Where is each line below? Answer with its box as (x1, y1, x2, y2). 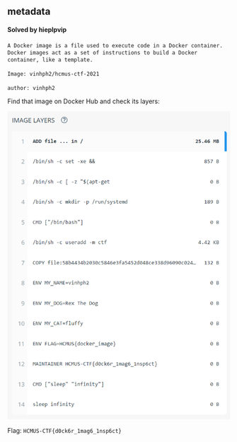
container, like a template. (7, 56, 93, 63)
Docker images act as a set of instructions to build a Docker (7, 49, 198, 56)
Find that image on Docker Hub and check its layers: (7, 97, 161, 105)
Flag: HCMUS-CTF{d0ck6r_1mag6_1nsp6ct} (7, 426, 122, 435)
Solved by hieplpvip (7, 25, 67, 34)
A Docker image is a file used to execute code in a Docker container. (7, 42, 223, 49)
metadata (7, 6, 51, 18)
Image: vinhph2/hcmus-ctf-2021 (7, 70, 100, 77)
